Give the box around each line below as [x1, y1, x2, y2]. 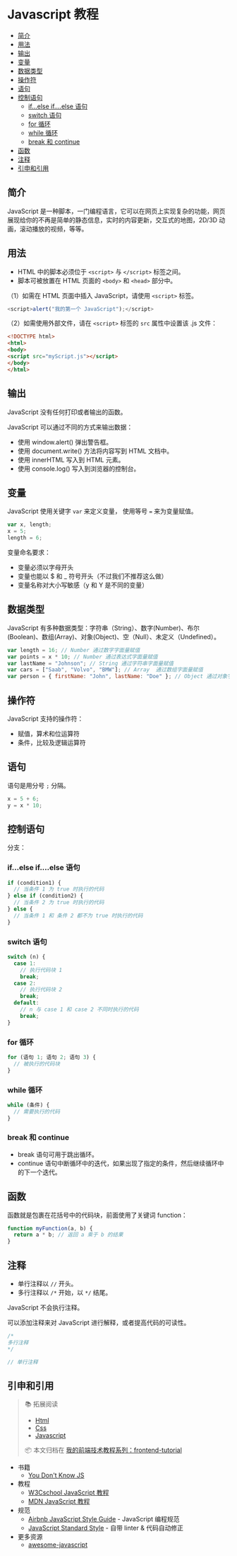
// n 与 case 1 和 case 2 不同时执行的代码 [20, 1006, 139, 1013]
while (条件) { [7, 1102, 50, 1109]
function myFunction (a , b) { [7, 1225, 93, 1232]
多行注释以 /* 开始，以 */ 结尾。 [17, 1288, 112, 1297]
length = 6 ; [7, 534, 42, 542]
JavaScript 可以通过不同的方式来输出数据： [7, 423, 133, 431]
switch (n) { [7, 954, 46, 961]
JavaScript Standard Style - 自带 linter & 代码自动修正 [28, 1523, 183, 1533]
